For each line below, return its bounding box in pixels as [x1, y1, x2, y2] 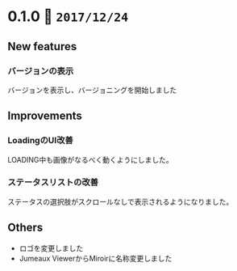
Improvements [7, 109, 82, 123]
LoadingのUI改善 [7, 135, 73, 146]
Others [7, 221, 44, 235]
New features [7, 40, 77, 53]
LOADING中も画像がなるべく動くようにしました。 [7, 155, 174, 164]
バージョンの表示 [7, 65, 74, 76]
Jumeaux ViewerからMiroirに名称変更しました [19, 253, 173, 263]
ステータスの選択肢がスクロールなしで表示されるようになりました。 [7, 197, 234, 206]
